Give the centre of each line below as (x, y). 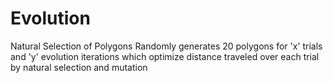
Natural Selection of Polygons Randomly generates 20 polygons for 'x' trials (166, 46)
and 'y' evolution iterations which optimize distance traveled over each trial (165, 56)
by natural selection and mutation (79, 67)
